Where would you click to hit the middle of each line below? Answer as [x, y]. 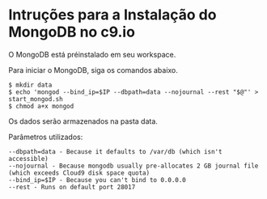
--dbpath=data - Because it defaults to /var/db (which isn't [115, 151]
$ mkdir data [30, 85]
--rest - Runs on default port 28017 [72, 187]
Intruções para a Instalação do [112, 15]
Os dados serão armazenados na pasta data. [83, 121]
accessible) [28, 159]
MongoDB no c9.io [72, 32]
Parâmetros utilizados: [46, 137]
